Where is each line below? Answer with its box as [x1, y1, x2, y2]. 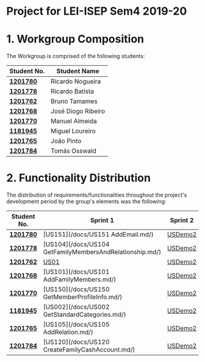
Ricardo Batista [51, 87, 95, 96]
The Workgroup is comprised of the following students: [6, 52, 145, 60]
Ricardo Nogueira [51, 78, 101, 86]
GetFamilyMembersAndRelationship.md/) [43, 248, 162, 256]
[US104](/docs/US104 [43, 240, 110, 248]
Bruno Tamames [51, 97, 98, 106]
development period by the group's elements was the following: [6, 198, 167, 205]
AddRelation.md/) [43, 328, 93, 336]
